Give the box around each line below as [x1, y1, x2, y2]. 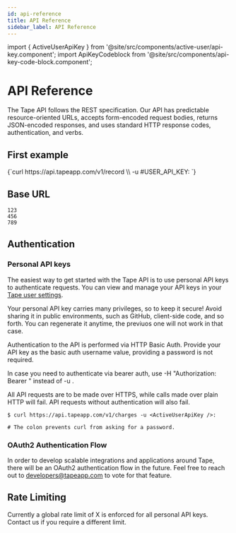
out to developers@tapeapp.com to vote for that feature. [7, 471, 172, 479]
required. [7, 355, 34, 364]
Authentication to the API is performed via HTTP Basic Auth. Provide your [7, 340, 221, 349]
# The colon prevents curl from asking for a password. [7, 424, 175, 431]
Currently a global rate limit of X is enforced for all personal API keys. [7, 510, 208, 519]
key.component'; [7, 50, 57, 59]
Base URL [7, 188, 51, 200]
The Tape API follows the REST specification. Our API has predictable [7, 106, 210, 114]
